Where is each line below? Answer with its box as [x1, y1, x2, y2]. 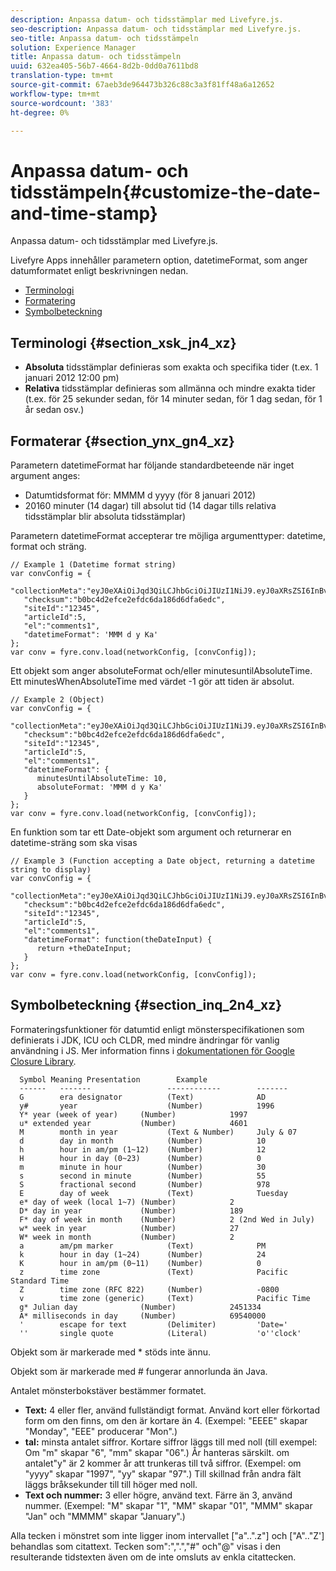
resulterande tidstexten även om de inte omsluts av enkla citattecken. [10, 1551, 297, 1563]
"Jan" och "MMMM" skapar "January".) [24, 1510, 186, 1522]
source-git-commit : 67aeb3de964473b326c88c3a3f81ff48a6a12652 [10, 80, 275, 90]
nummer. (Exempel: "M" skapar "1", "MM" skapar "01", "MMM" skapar [24, 1499, 313, 1511]
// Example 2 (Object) [10, 694, 105, 705]
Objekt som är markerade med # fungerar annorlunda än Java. [10, 1365, 268, 1377]
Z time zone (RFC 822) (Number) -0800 [19, 1284, 280, 1295]
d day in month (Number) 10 [19, 1136, 267, 1146]
